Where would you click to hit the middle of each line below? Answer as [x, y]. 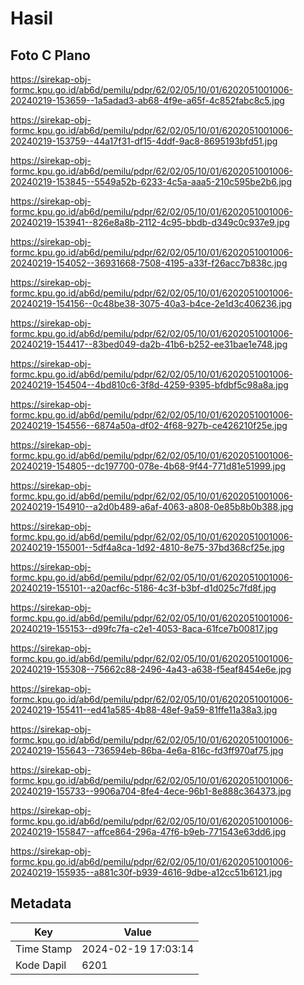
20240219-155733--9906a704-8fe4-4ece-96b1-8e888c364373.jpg [151, 791]
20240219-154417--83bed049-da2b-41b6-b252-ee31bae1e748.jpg [149, 344]
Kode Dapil [41, 965]
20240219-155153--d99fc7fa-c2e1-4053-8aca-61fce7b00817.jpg [144, 628]
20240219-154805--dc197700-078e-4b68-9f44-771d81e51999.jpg [148, 466]
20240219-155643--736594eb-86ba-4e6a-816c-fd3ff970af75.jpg [147, 750]
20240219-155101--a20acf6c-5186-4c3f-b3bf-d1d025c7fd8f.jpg [143, 588]
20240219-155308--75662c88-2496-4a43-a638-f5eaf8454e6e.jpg [151, 669]
